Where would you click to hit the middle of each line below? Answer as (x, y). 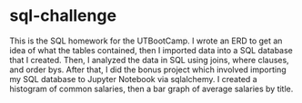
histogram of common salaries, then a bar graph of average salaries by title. (151, 89)
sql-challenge (63, 16)
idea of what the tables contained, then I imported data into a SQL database (151, 50)
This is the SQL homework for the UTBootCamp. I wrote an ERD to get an (146, 41)
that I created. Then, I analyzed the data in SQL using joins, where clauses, (149, 60)
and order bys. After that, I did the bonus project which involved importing (148, 70)
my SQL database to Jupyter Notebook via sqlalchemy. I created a (133, 79)
